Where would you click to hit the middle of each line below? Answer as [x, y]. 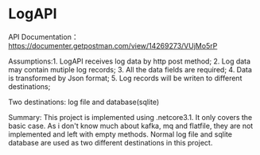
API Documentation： [43, 37]
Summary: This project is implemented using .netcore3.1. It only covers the [130, 117]
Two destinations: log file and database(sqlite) [84, 102]
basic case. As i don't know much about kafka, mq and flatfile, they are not [131, 126]
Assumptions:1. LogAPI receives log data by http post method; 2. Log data [130, 61]
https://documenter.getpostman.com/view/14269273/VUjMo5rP [113, 45]
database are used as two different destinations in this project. [111, 142]
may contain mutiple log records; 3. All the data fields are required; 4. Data [130, 69]
